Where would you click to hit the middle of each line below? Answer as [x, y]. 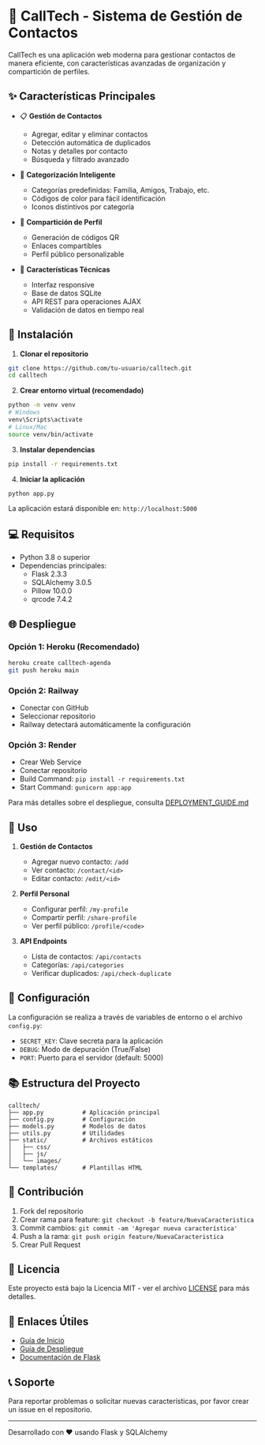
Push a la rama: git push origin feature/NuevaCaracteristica [121, 1236]
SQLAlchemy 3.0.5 [62, 583]
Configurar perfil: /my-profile [80, 909]
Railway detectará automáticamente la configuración [105, 724]
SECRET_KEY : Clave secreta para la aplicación [91, 1041]
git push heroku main [44, 670]
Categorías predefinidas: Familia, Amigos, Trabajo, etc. [120, 190]
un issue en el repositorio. [50, 1409]
